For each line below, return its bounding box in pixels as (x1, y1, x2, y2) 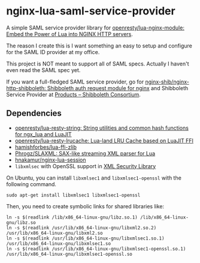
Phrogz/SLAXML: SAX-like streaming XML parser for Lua (14, 150, 156, 157)
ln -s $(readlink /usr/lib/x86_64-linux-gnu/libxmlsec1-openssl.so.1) (6, 246, 186, 252)
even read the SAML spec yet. (6, 66, 81, 73)
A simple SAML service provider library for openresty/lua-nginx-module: (6, 24, 184, 31)
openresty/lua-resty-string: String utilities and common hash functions (14, 124, 189, 131)
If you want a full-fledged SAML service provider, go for (6, 78, 144, 85)
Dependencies (6, 108, 62, 118)
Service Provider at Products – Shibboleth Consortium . (6, 91, 141, 98)
